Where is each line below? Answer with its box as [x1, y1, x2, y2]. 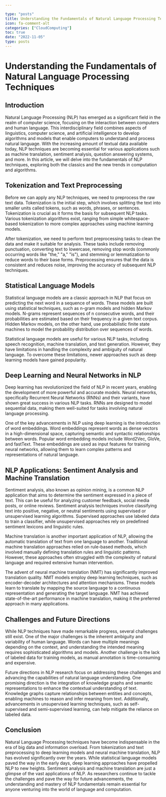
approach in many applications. [5, 601, 69, 607]
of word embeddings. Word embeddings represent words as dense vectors [5, 425, 158, 431]
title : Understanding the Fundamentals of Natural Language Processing [5, 16, 156, 21]
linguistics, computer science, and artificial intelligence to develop [5, 130, 140, 136]
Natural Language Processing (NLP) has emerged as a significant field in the [5, 114, 161, 120]
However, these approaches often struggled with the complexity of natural [5, 554, 157, 560]
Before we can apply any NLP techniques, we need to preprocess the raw [5, 194, 155, 200]
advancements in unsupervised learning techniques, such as [5, 701, 129, 707]
